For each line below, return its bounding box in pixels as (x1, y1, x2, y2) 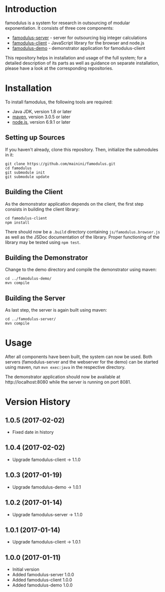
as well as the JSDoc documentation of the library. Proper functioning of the (5, 234, 160, 240)
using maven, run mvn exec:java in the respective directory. (5, 364, 126, 370)
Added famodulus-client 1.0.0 (12, 577, 72, 583)
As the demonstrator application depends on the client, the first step (5, 201, 144, 207)
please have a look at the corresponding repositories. (5, 65, 113, 71)
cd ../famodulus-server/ (5, 317, 56, 322)
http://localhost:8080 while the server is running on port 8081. (5, 379, 132, 385)
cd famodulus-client (5, 216, 48, 221)
